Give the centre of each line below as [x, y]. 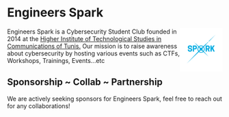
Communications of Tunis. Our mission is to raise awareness [92, 46]
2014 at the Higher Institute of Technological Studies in [84, 38]
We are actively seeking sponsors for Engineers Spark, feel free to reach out [114, 99]
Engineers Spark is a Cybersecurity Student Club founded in [92, 31]
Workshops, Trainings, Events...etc [56, 60]
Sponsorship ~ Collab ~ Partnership [85, 82]
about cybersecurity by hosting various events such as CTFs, [93, 53]
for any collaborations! [39, 106]
